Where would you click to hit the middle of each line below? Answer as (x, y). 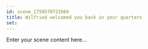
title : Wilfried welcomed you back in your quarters (74, 17)
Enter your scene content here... (46, 40)
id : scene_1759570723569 (38, 12)
